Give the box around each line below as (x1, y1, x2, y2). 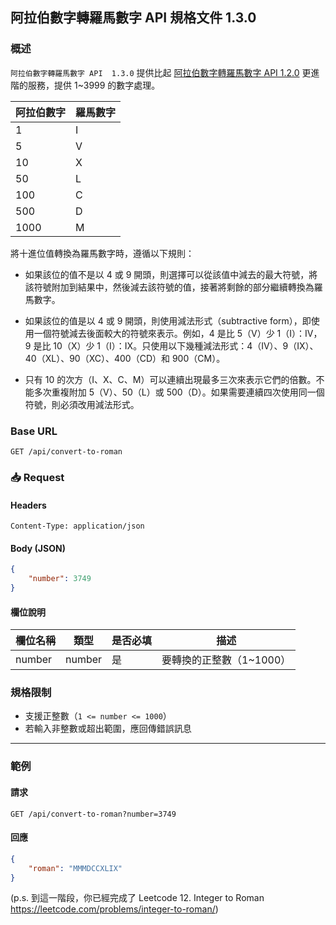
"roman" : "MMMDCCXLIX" (28, 863, 123, 873)
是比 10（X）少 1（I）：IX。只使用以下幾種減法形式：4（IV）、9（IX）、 (33, 339, 319, 352)
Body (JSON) (10, 542, 66, 554)
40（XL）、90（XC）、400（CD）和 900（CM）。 (24, 352, 226, 364)
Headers (10, 499, 47, 511)
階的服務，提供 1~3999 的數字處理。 (10, 79, 161, 91)
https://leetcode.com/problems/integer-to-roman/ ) (10, 903, 219, 915)
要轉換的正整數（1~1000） (161, 653, 292, 667)
